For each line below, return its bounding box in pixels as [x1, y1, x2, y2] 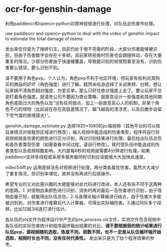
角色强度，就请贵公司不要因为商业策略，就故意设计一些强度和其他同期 [18, 93, 162, 100]
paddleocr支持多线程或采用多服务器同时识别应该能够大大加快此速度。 [5, 154, 148, 160]
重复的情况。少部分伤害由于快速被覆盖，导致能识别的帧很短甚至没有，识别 [5, 58, 158, 64]
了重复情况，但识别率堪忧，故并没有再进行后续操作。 [5, 170, 114, 177]
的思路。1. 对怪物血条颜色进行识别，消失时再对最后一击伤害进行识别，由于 [5, 187, 158, 193]
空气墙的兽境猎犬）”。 [9, 112, 53, 118]
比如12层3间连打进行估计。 [13, 206, 69, 212]
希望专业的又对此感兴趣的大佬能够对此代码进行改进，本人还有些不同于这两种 [5, 181, 162, 187]
